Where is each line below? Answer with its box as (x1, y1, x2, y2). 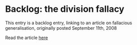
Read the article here (5, 35, 48, 41)
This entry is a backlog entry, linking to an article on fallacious (5, 20, 133, 26)
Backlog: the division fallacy (5, 3, 125, 15)
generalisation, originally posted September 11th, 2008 (5, 25, 117, 31)
